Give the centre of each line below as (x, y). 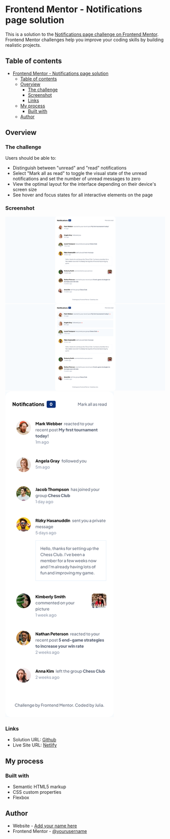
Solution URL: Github (35, 740)
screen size (25, 190)
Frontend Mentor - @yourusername (50, 831)
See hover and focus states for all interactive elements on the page (83, 195)
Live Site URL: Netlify (35, 745)
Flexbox (21, 798)
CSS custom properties (37, 792)
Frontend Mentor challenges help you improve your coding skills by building (84, 40)
